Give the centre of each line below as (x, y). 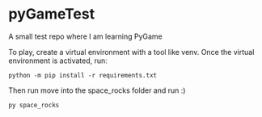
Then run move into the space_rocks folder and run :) (97, 90)
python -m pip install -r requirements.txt (83, 75)
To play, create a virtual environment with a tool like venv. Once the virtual (131, 52)
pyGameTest (52, 14)
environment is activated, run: (58, 61)
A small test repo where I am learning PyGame (86, 36)
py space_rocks (34, 105)
